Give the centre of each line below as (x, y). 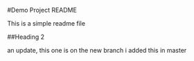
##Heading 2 (26, 37)
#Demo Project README (42, 10)
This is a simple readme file (46, 23)
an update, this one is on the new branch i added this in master (97, 50)
